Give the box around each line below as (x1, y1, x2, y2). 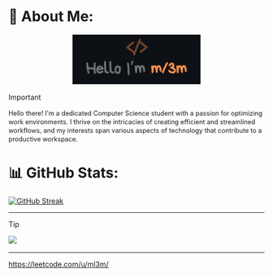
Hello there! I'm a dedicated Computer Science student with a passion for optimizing (8, 109, 262, 117)
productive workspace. (8, 134, 79, 143)
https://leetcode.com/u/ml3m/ (8, 259, 110, 269)
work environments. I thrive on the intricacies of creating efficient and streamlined (8, 117, 256, 126)
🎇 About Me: (8, 7, 94, 26)
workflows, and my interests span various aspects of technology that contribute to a (8, 126, 262, 134)
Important (8, 92, 41, 102)
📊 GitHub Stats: (8, 164, 119, 181)
